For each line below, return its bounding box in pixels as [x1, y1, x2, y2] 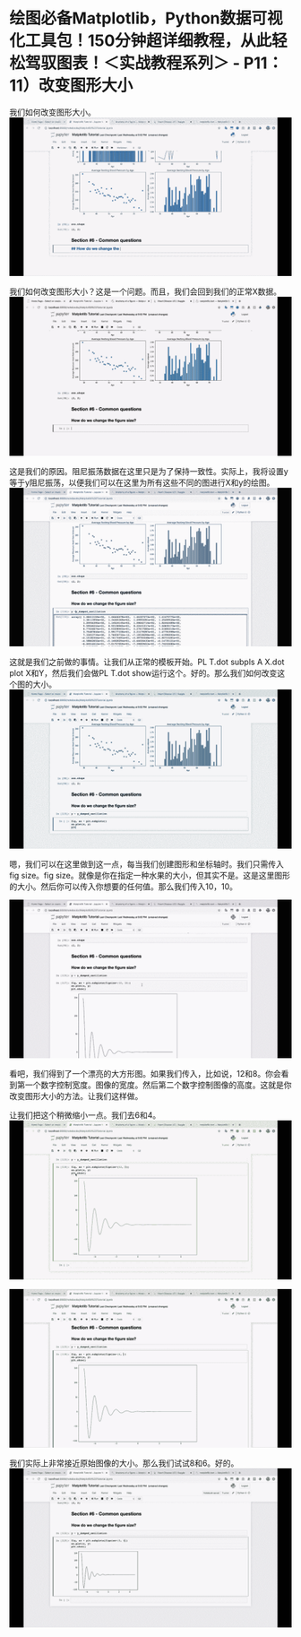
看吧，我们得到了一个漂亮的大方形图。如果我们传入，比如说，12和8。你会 [9, 1069, 281, 1079]
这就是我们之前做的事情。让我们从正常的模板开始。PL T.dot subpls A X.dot [9, 656, 285, 668]
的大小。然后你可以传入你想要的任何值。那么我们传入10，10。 [9, 880, 238, 892]
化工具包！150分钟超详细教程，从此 [9, 30, 272, 51]
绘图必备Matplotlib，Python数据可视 [9, 8, 283, 29]
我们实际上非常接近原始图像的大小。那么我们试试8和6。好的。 [9, 1458, 239, 1468]
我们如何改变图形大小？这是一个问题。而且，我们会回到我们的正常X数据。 [9, 286, 282, 297]
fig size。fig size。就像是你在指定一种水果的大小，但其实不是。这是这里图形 [9, 870, 291, 880]
